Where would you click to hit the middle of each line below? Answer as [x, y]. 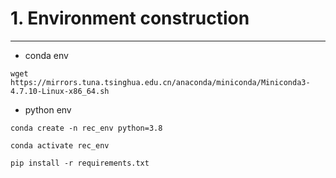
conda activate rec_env [60, 145]
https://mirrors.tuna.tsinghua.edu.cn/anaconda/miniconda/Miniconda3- [160, 82]
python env [48, 109]
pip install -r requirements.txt [80, 163]
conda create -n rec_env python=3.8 [86, 128]
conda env [46, 55]
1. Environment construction [130, 18]
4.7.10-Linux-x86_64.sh [60, 91]
